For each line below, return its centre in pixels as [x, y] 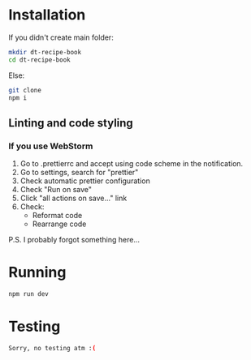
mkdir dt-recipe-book [45, 52]
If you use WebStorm [51, 146]
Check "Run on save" [56, 190]
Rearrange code [59, 224]
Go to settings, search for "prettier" [79, 173]
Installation [47, 15]
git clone [25, 90]
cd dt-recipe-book [39, 60]
